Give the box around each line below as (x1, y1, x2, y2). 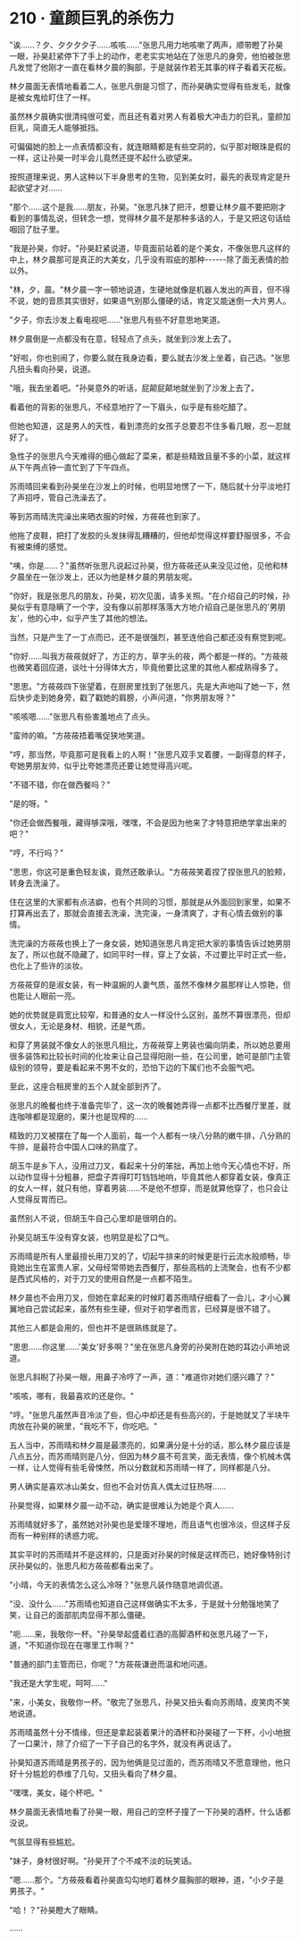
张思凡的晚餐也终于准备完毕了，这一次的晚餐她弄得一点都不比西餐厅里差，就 (9, 1100, 291, 1110)
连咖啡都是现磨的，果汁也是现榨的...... (9, 1110, 149, 1122)
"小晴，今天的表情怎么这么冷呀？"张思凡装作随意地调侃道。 (9, 1579, 229, 1590)
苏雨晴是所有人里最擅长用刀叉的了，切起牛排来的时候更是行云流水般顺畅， (9, 1251, 283, 1261)
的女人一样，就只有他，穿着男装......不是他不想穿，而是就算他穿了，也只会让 (9, 1182, 289, 1194)
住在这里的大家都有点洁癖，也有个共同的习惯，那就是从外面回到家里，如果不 (9, 896, 291, 907)
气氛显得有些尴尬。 (9, 1836, 80, 1847)
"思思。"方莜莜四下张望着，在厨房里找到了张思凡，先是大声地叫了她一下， (9, 680, 283, 691)
